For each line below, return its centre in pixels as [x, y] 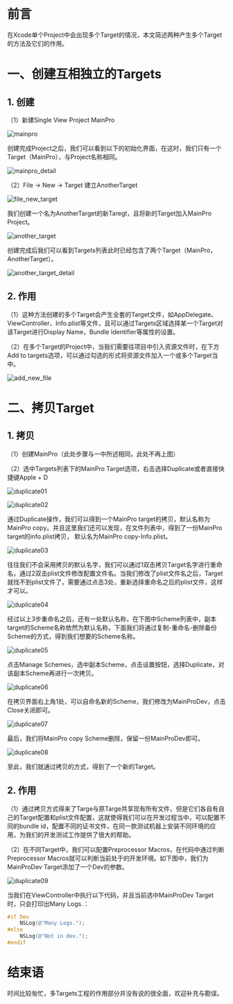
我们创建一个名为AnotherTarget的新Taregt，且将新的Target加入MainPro [110, 213]
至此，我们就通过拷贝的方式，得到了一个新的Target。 [83, 766]
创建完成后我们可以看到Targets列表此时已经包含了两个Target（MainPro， [112, 250]
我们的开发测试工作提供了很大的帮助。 [80, 834]
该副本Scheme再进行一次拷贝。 [52, 673]
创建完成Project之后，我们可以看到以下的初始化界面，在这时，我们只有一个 [114, 148]
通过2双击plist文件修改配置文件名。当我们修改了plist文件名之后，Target [121, 573]
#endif [17, 943]
